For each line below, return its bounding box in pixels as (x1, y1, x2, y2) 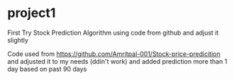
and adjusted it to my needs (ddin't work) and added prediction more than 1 (7, 57, 228, 65)
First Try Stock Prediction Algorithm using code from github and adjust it (7, 28, 219, 37)
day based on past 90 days (7, 64, 87, 73)
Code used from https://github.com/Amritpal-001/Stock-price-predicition (7, 50, 221, 58)
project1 (7, 5, 56, 21)
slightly (7, 35, 28, 44)
